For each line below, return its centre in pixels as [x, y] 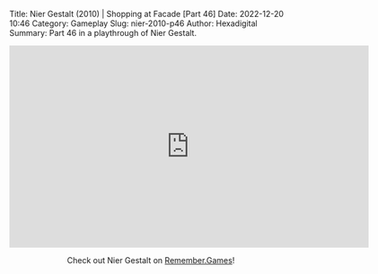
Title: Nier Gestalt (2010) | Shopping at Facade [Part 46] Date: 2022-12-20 [147, 14]
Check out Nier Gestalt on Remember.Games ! [151, 260]
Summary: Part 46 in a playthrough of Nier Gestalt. [103, 33]
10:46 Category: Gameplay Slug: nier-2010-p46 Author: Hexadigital [133, 23]
